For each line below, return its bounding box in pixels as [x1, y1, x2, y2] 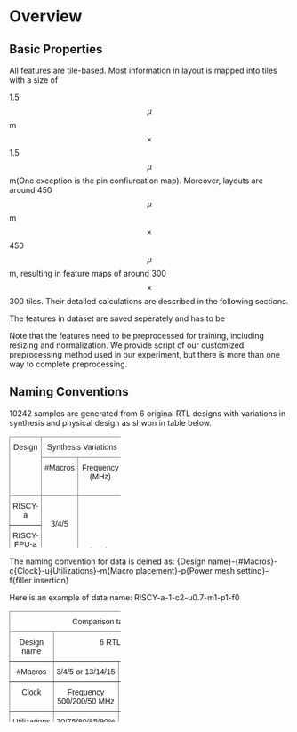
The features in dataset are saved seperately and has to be [9, 313, 225, 324]
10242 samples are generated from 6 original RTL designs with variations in [9, 407, 286, 419]
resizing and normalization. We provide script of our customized [9, 340, 245, 350]
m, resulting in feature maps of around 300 [9, 269, 167, 278]
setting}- [237, 565, 269, 575]
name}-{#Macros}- [207, 556, 278, 567]
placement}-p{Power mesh [135, 565, 236, 575]
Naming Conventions [9, 384, 129, 399]
